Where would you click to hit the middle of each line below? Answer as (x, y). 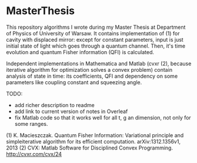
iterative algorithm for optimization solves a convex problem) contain (89, 69)
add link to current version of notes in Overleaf (71, 111)
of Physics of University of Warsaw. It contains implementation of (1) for (93, 33)
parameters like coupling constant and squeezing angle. (74, 82)
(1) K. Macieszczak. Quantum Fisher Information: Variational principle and (95, 135)
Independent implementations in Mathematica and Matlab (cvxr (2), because (99, 64)
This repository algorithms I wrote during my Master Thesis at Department (96, 27)
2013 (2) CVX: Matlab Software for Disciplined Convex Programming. (90, 148)
